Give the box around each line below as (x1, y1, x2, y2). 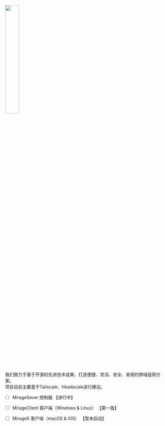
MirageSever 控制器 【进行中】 (12, 394, 75, 400)
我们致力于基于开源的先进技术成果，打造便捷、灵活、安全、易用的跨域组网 (5, 372, 156, 378)
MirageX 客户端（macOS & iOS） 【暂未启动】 (12, 416, 107, 422)
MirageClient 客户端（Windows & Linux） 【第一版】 (12, 405, 119, 411)
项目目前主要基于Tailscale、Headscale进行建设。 (5, 384, 105, 390)
